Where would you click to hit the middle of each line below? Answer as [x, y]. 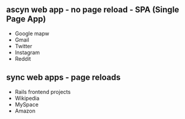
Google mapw [32, 33]
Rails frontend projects [43, 92]
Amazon [25, 111]
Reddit [23, 58]
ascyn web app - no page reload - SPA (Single [93, 10]
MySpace [27, 104]
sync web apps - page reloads [64, 78]
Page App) [26, 19]
